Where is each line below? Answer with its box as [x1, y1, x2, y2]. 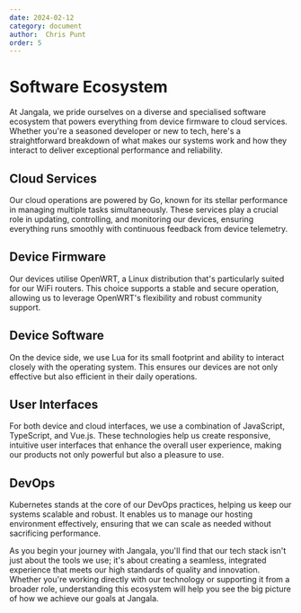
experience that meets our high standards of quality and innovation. [9, 564, 261, 575]
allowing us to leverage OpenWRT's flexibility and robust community [9, 292, 262, 303]
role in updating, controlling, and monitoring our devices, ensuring [9, 214, 254, 225]
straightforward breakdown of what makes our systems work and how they [9, 136, 288, 147]
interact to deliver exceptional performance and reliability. [9, 145, 223, 155]
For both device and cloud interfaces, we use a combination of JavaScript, [9, 421, 286, 431]
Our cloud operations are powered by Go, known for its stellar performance [9, 195, 288, 205]
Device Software [9, 328, 105, 343]
